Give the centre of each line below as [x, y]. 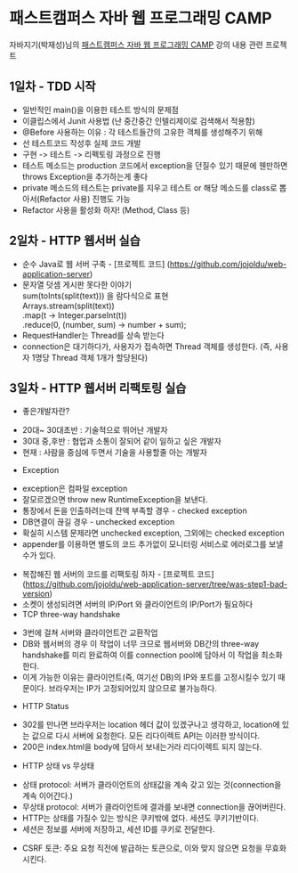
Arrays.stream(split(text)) [68, 306]
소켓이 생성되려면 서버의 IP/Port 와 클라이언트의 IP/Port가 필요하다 [137, 604]
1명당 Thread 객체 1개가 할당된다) [90, 357]
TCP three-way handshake [71, 615]
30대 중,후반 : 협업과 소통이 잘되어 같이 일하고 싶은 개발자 [122, 441]
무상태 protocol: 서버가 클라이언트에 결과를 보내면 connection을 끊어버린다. [154, 807]
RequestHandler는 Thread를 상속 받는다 [93, 335]
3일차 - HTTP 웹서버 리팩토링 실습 [98, 388]
